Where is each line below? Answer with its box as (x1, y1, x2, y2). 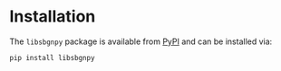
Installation (9, 6, 96, 27)
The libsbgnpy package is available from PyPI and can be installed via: (9, 36, 273, 47)
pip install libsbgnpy (9, 53, 95, 62)
